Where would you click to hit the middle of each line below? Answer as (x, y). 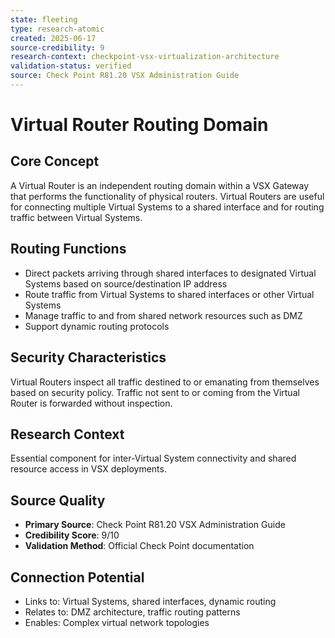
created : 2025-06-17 (53, 38)
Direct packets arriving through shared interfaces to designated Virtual (170, 273)
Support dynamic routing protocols (97, 326)
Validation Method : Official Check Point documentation (139, 546)
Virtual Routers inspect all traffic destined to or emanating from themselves (165, 382)
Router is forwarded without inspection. (91, 403)
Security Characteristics (88, 357)
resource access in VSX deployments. (88, 469)
